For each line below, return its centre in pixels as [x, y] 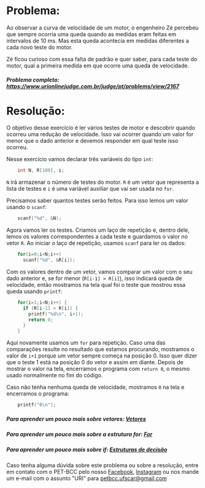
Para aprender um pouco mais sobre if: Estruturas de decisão [87, 450]
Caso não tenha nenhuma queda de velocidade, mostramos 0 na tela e [95, 387]
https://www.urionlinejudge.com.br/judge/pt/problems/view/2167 [93, 86]
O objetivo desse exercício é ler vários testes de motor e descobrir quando [101, 128]
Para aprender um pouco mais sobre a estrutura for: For [79, 434]
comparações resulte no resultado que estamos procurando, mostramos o [100, 349]
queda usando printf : [34, 291]
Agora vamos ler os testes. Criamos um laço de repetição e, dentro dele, [98, 230]
